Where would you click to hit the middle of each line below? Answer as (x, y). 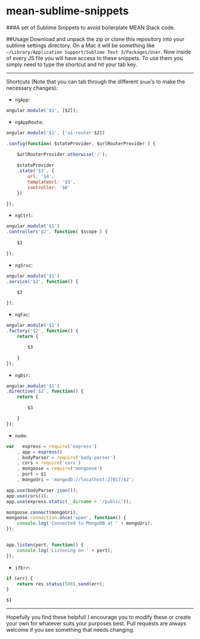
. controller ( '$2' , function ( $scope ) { (57, 232)
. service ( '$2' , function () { (42, 282)
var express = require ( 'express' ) (51, 446)
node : (21, 435)
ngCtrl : (24, 215)
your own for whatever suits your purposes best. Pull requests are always (96, 623)
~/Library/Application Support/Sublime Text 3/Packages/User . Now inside (99, 51)
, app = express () (40, 452)
